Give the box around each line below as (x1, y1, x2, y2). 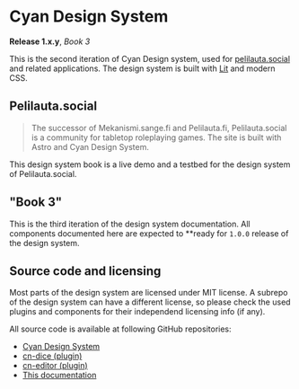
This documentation (22, 370, 97, 381)
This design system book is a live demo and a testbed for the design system (9, 159, 291, 170)
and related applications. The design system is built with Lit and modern (9, 63, 276, 74)
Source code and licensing (9, 263, 162, 278)
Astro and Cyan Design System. (31, 141, 150, 152)
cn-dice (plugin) (22, 350, 83, 361)
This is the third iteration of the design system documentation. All (9, 218, 251, 229)
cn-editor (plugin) (22, 360, 88, 371)
